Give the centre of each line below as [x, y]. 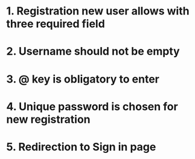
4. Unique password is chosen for [92, 106]
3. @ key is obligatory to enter [83, 79]
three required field [56, 24]
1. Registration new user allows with [98, 11]
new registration [48, 119]
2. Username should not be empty [93, 51]
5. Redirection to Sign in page [81, 147]
